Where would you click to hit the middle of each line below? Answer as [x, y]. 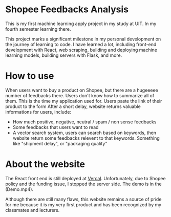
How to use [30, 76]
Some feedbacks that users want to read [56, 127]
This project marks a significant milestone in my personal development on [83, 39]
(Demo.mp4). [19, 189]
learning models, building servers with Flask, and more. [64, 55]
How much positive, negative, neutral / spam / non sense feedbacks [84, 122]
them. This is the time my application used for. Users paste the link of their [84, 101]
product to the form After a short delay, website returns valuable [73, 106]
